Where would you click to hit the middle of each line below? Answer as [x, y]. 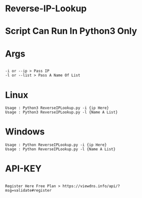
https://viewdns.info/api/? [91, 186]
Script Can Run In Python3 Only [71, 31]
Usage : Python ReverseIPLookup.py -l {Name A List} [60, 149]
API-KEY [23, 169]
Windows [25, 132]
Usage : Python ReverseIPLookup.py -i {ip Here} [56, 145]
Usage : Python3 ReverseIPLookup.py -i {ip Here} [57, 108]
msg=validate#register [28, 191]
